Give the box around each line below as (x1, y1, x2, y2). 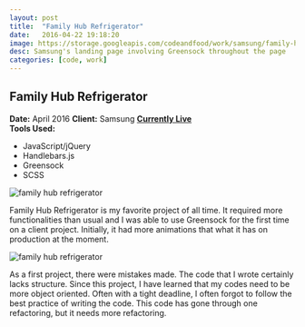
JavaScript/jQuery (22, 140, 91, 151)
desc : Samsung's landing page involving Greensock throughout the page (9, 47, 286, 56)
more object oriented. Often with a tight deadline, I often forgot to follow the (9, 288, 292, 299)
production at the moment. (9, 233, 109, 244)
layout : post (9, 13, 59, 23)
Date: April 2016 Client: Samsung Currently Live (9, 113, 192, 124)
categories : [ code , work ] (9, 55, 107, 64)
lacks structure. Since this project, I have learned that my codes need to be (9, 278, 290, 289)
